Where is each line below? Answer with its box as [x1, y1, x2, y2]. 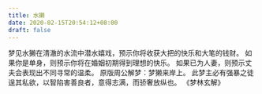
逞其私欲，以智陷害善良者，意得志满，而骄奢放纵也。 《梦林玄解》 [8, 78, 225, 87]
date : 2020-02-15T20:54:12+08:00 [8, 19, 118, 27]
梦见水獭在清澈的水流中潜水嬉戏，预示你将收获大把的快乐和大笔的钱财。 [8, 49, 243, 58]
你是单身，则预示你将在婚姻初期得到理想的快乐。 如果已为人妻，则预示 [14, 58, 245, 67]
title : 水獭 [8, 11, 45, 20]
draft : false [8, 26, 51, 34]
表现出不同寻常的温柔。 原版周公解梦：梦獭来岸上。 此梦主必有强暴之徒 [21, 68, 254, 78]
